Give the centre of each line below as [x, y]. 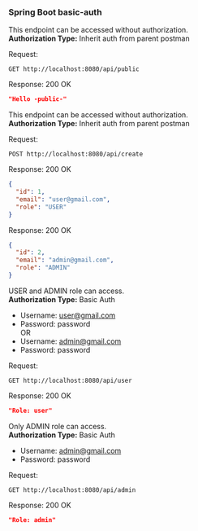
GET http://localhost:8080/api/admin [72, 490]
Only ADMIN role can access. [58, 426]
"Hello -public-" [38, 99]
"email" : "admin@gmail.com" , [65, 260]
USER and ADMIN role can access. [67, 291]
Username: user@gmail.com [68, 315]
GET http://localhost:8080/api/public [74, 69]
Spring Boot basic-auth [56, 12]
